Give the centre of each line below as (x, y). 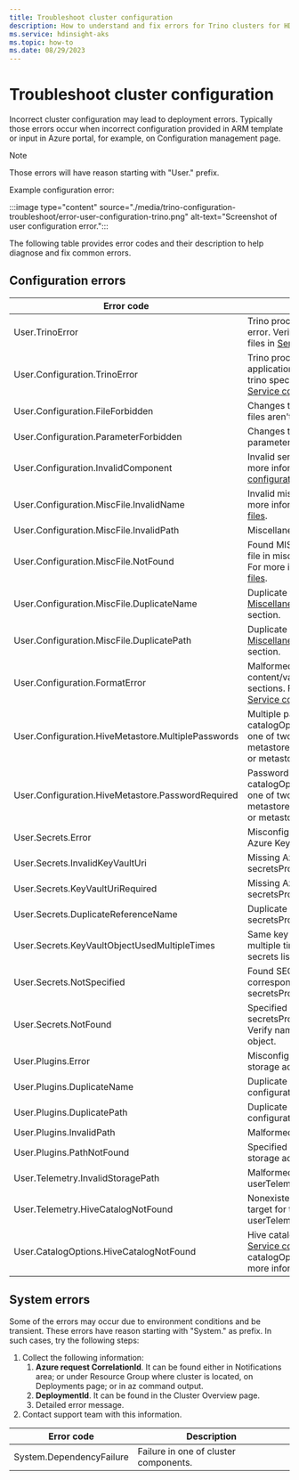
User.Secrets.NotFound (63, 1024)
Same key (268, 934)
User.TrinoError (46, 332)
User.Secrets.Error (53, 837)
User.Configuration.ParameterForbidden (98, 436)
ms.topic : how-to (41, 42)
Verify (260, 1029)
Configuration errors (68, 281)
